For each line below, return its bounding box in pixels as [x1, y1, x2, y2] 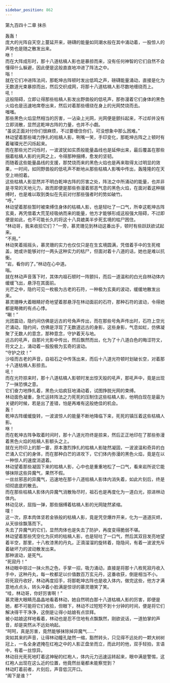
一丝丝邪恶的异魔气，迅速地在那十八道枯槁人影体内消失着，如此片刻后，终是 [5, 476, 165, 482]
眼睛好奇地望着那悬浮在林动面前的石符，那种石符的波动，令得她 [31, 298, 165, 305]
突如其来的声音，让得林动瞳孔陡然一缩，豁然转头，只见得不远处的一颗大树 [5, 634, 160, 640]
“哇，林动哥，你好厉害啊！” [5, 590, 63, 596]
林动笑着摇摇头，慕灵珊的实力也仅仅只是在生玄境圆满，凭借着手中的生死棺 [5, 242, 160, 248]
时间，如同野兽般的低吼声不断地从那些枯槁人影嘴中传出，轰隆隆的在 [18, 166, 160, 172]
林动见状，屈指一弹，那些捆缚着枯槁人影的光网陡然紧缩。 [5, 501, 125, 507]
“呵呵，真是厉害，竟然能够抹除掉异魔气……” [5, 628, 97, 634]
